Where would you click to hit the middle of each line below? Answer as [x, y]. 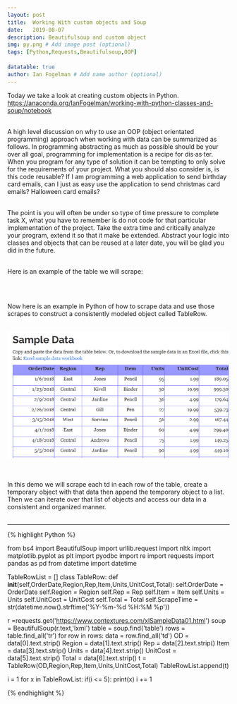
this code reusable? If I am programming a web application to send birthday [117, 176]
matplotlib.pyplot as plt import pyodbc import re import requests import [111, 556]
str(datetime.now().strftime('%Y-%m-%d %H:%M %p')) [89, 607]
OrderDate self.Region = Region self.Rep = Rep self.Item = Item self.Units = [116, 592]
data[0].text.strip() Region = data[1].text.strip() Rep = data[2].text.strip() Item [119, 643]
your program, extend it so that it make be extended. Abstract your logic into [119, 235]
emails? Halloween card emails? [54, 191]
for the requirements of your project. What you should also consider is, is [114, 169]
